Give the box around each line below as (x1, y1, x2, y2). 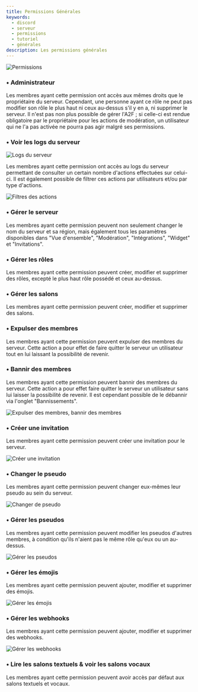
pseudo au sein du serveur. (6, 489, 73, 496)
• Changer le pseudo (6, 470, 67, 478)
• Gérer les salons (6, 290, 58, 298)
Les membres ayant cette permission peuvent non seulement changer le (6, 222, 183, 229)
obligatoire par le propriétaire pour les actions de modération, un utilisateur (6, 117, 190, 124)
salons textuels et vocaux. (6, 680, 70, 687)
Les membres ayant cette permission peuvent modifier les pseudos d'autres (6, 529, 193, 536)
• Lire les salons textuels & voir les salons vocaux (6, 660, 151, 668)
